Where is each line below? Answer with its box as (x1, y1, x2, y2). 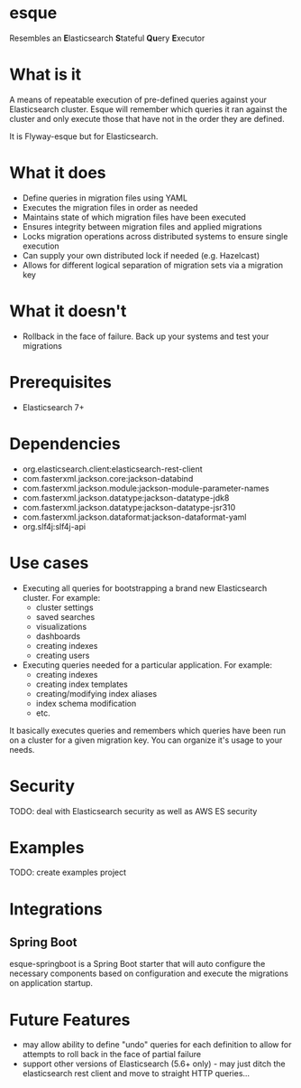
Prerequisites (9, 371, 113, 392)
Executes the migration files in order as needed (22, 202, 198, 212)
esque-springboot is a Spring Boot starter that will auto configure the (9, 959, 266, 970)
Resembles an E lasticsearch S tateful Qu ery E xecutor (9, 33, 205, 43)
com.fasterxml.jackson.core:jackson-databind (22, 473, 194, 483)
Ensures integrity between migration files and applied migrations (22, 220, 263, 232)
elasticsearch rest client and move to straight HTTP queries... (22, 1068, 251, 1079)
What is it (9, 64, 82, 85)
